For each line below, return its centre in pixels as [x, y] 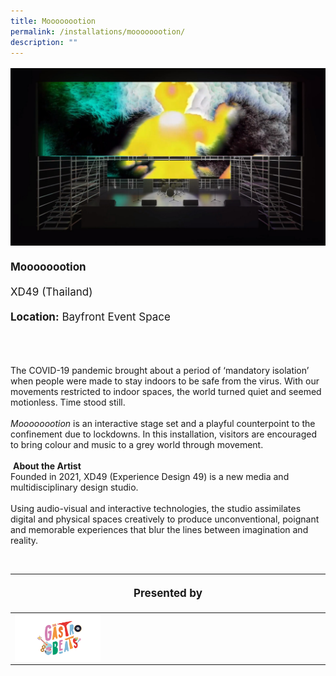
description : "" [44, 42]
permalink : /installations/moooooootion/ [98, 31]
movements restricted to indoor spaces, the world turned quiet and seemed [166, 391]
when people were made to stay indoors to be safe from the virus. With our [165, 381]
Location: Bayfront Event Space [90, 317]
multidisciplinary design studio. [74, 487]
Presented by [168, 593]
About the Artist [47, 466]
